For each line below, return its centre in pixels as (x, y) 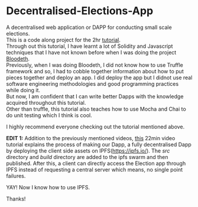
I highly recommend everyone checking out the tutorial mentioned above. (95, 127)
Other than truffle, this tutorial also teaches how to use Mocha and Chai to (96, 109)
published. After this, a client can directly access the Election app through (96, 163)
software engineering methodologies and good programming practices (92, 83)
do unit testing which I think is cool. (49, 115)
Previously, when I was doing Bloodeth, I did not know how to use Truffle (95, 65)
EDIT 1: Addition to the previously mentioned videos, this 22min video (91, 138)
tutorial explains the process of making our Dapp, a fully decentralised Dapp (99, 144)
